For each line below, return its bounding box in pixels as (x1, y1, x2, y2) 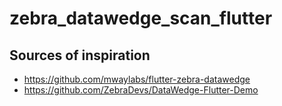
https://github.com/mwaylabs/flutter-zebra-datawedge (23, 73, 251, 85)
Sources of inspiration (9, 47, 151, 64)
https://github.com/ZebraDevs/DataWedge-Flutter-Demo (23, 84, 259, 96)
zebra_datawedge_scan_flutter (9, 7, 273, 30)
